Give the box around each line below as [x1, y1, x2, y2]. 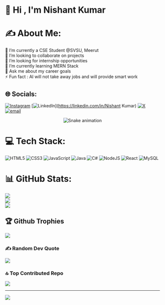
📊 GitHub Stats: [5, 174, 72, 184]
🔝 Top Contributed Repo [5, 270, 64, 277]
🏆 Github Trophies [5, 217, 64, 226]
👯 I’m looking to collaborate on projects [5, 52, 84, 58]
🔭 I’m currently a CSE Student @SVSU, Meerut [5, 48, 99, 53]
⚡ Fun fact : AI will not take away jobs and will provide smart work [5, 74, 138, 80]
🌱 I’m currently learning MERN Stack [5, 63, 79, 69]
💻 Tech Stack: [5, 136, 66, 147]
